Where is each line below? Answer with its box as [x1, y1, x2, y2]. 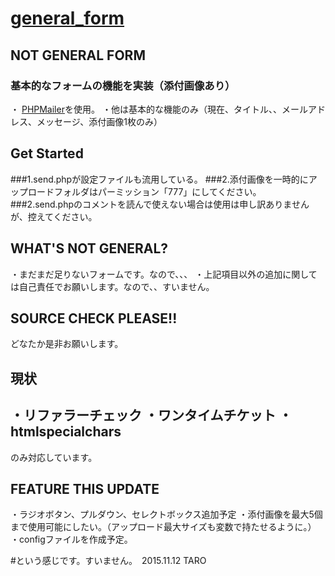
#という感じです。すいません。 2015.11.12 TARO [10, 555, 207, 567]
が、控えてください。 [10, 210, 98, 222]
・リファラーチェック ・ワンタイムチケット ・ [10, 407, 293, 424]
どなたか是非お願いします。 [10, 338, 124, 350]
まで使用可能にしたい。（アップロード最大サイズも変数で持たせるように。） [10, 521, 317, 533]
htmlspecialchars [10, 423, 122, 441]
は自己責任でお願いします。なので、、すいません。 [10, 280, 215, 292]
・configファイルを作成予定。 [10, 533, 133, 546]
